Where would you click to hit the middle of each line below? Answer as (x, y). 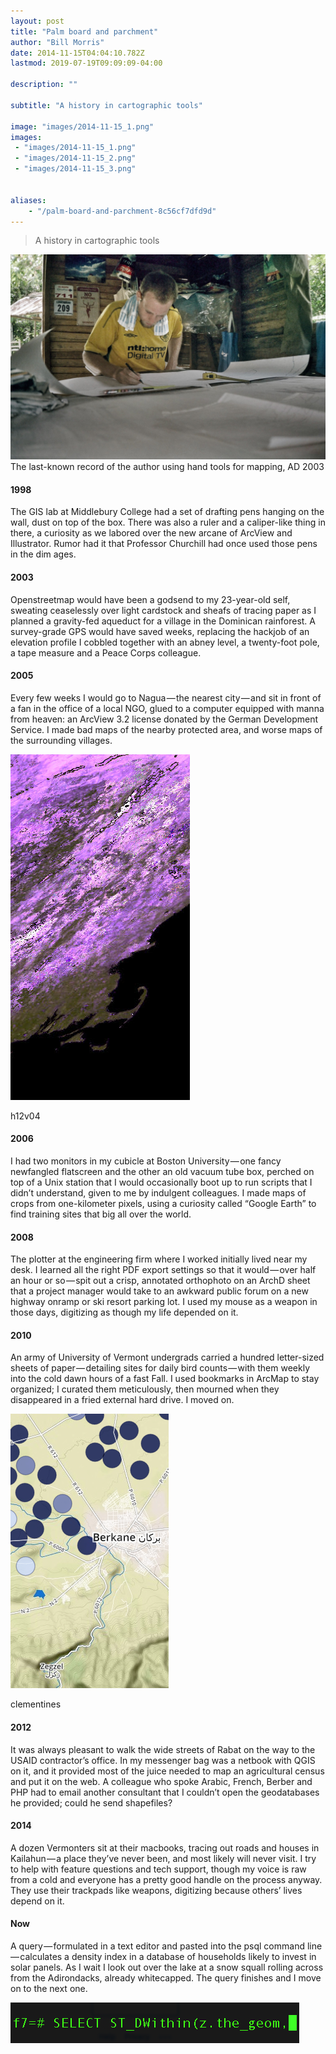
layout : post (37, 21)
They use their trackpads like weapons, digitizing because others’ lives (156, 1890)
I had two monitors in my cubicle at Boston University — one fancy (146, 1161)
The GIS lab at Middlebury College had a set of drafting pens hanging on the (167, 512)
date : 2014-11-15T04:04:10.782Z (77, 53)
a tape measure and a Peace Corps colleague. (106, 652)
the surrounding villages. (61, 740)
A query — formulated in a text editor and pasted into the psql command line (166, 1946)
